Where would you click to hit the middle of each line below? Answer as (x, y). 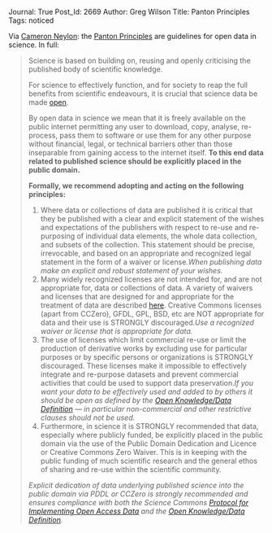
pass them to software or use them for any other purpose (155, 135)
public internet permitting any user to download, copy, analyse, (134, 127)
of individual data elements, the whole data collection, (167, 236)
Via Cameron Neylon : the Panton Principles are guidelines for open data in (133, 36)
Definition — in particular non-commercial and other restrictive (146, 409)
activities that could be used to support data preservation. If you (147, 383)
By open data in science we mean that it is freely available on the (137, 118)
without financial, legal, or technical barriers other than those (130, 144)
